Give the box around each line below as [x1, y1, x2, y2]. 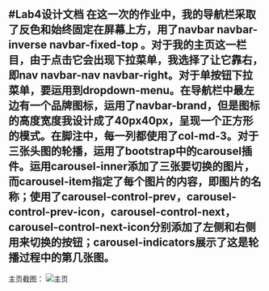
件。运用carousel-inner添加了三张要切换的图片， [8, 160, 255, 173]
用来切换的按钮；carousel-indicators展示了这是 [8, 236, 249, 250]
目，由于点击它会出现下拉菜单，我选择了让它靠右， [8, 53, 263, 67]
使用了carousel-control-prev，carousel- [29, 190, 237, 204]
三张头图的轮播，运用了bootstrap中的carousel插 [8, 144, 253, 158]
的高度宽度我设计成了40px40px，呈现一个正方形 [8, 114, 254, 128]
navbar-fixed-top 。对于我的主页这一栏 [48, 38, 247, 52]
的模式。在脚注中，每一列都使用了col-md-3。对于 [8, 129, 259, 143]
